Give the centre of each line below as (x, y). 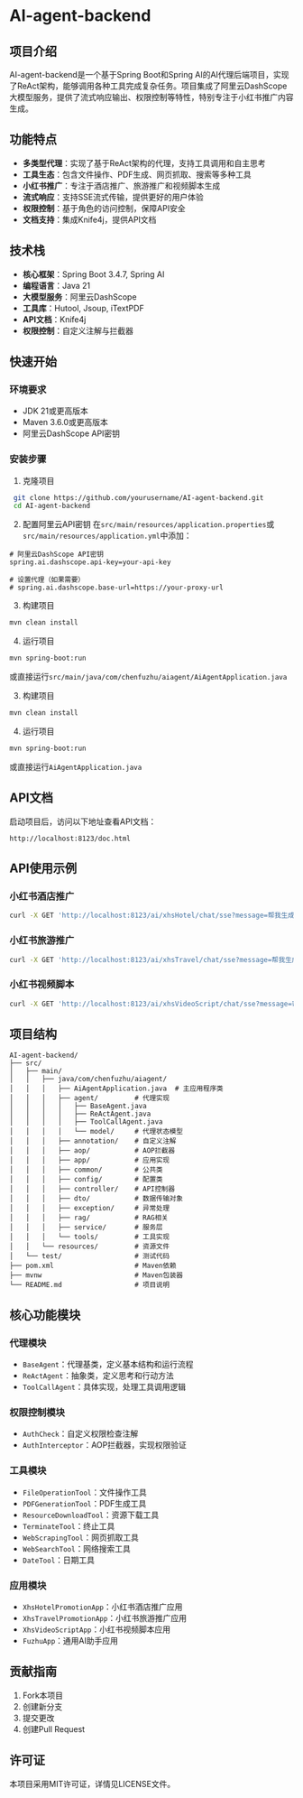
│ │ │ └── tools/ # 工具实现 (89, 1237)
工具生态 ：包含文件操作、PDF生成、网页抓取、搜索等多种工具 (137, 174)
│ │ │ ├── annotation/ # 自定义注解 (93, 1141)
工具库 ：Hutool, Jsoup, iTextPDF (83, 308)
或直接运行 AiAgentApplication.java (76, 766)
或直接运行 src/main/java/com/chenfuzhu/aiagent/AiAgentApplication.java (148, 677)
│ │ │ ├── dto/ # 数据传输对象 (96, 1199)
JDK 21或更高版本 (55, 411)
